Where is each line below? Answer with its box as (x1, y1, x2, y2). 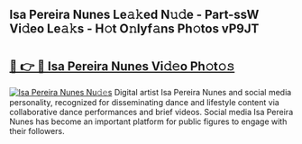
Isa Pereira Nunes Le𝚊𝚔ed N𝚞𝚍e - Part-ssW (9, 7, 260, 22)
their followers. (9, 126, 65, 136)
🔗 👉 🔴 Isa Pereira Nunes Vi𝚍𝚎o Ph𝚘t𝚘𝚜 (9, 58, 235, 74)
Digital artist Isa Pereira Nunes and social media (114, 87, 292, 97)
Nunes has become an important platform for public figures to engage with (9, 116, 288, 127)
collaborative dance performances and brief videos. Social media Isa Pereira (9, 107, 294, 117)
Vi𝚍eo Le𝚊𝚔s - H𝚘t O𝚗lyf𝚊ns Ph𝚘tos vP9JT (9, 22, 260, 37)
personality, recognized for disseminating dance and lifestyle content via (9, 97, 279, 107)
